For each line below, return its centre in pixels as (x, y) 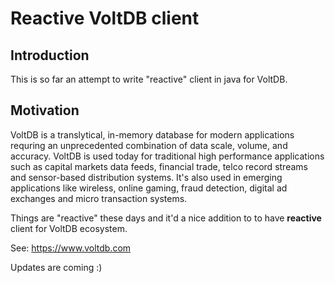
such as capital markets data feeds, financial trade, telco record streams (159, 166)
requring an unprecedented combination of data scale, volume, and (149, 145)
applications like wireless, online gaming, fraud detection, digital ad (149, 188)
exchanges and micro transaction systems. (99, 198)
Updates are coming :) (56, 267)
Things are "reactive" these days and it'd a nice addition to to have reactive (166, 218)
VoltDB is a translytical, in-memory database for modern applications (152, 134)
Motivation (45, 110)
